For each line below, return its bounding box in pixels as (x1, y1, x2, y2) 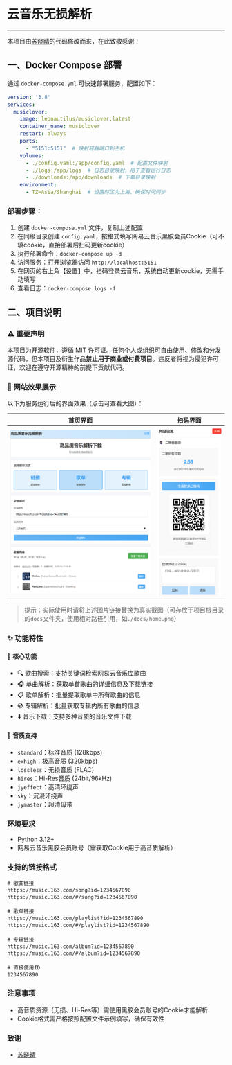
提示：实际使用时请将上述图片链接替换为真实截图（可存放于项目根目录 (23, 606, 224, 614)
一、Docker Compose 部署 (7, 60, 122, 71)
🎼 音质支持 (7, 732, 37, 740)
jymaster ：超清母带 (17, 800, 73, 808)
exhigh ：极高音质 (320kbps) (17, 757, 98, 765)
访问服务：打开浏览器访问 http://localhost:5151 (17, 258, 157, 267)
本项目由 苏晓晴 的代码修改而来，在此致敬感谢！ (7, 37, 140, 45)
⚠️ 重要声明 (7, 328, 45, 338)
